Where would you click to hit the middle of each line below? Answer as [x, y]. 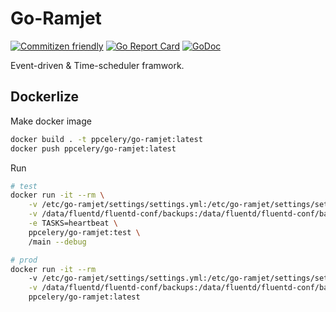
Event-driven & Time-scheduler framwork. [97, 65]
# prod [24, 260]
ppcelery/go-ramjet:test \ [84, 232]
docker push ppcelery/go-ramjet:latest [93, 148]
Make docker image [51, 121]
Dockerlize [44, 97]
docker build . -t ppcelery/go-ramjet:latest [106, 139]
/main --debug [57, 242]
